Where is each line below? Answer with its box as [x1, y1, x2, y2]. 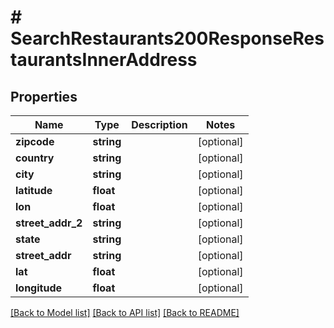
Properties [10, 88, 78, 105]
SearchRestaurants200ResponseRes [10, 27, 325, 50]
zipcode [15, 135, 55, 148]
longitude [15, 281, 62, 295]
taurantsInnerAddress [10, 49, 198, 71]
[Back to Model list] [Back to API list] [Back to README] [10, 307, 240, 318]
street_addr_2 [15, 216, 83, 230]
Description [131, 118, 188, 131]
